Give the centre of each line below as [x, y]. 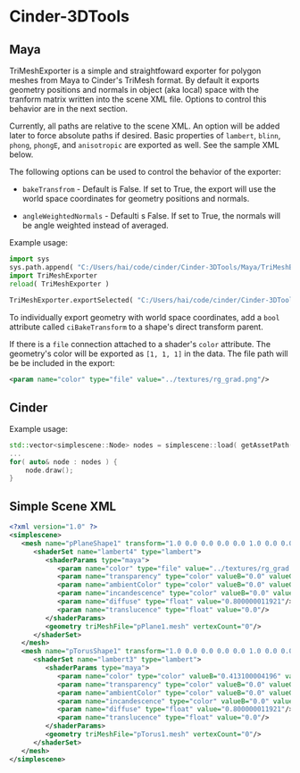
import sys [29, 259]
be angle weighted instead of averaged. [95, 225]
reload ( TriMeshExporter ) [59, 284]
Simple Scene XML [63, 506]
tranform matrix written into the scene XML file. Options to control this [138, 99]
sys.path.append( [42, 267]
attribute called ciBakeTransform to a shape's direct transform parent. [136, 327]
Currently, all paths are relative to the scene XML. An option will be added [145, 126]
